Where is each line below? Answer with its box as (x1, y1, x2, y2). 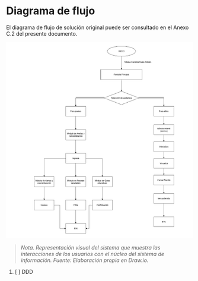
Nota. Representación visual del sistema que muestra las (20, 244, 161, 251)
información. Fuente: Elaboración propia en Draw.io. (20, 257, 149, 264)
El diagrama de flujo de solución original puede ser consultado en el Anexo (6, 24, 189, 31)
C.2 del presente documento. (6, 30, 78, 37)
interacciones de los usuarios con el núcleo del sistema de (20, 251, 165, 258)
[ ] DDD (14, 269, 34, 276)
